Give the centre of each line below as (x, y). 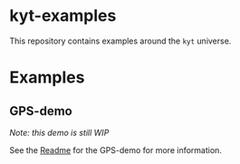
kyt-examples (63, 16)
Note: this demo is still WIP (59, 132)
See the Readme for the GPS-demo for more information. (115, 150)
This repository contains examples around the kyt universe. (120, 41)
